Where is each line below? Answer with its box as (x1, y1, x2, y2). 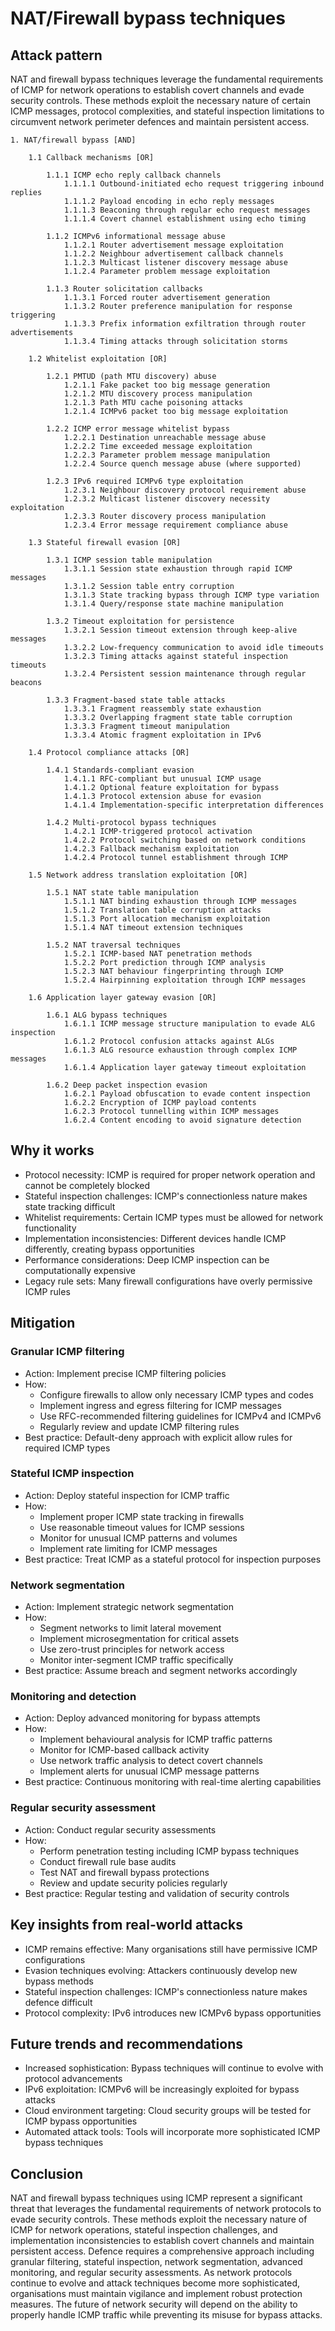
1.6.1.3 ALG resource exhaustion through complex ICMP (63, 1045, 298, 1055)
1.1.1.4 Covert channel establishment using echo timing (63, 214, 307, 224)
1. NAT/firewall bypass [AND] (10, 135, 137, 145)
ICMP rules (24, 1285, 71, 1297)
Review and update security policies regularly (39, 1877, 228, 1889)
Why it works (10, 1142, 95, 1159)
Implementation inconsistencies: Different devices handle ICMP (24, 1232, 287, 1244)
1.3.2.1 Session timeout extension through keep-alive (63, 625, 298, 635)
